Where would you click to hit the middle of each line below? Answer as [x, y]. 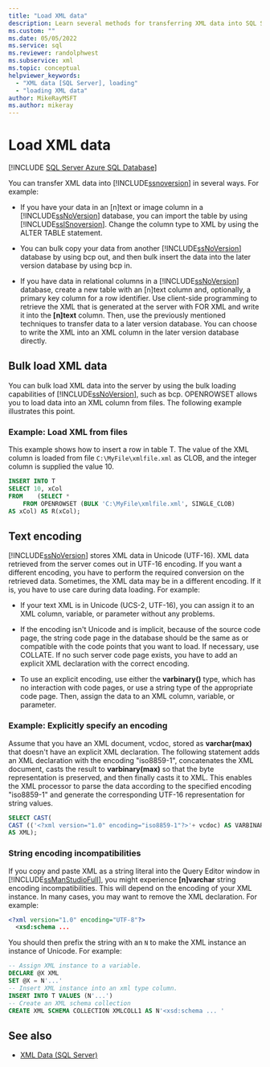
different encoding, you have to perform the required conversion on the [127, 572]
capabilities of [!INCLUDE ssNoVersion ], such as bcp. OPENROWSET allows [133, 394]
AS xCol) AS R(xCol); [45, 511]
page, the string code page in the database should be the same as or [134, 638]
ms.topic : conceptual [45, 68]
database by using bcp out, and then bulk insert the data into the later [135, 257]
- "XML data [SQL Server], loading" [77, 83]
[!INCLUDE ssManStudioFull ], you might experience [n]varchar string [122, 879]
